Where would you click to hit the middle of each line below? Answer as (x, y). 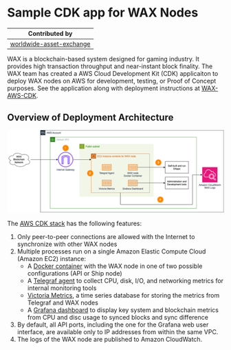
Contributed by (50, 34)
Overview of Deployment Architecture (90, 117)
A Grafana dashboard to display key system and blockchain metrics (123, 310)
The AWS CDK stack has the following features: (75, 223)
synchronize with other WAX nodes (67, 244)
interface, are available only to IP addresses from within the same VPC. (118, 331)
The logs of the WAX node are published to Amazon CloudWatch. (110, 339)
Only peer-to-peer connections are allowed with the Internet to (106, 236)
